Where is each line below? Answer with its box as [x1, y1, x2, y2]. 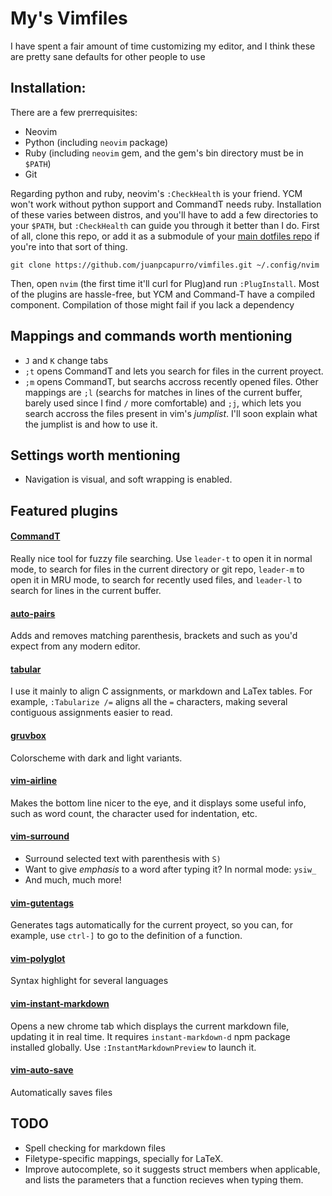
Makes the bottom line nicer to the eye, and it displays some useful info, [10, 797, 307, 809]
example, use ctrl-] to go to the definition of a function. [10, 930, 243, 942]
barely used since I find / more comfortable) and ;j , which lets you [24, 397, 302, 409]
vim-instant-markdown [10, 997, 110, 1009]
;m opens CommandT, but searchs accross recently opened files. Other [24, 375, 319, 387]
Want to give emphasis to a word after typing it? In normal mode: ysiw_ [24, 863, 317, 875]
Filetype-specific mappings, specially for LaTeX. [24, 1152, 224, 1164]
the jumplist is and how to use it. [24, 418, 158, 430]
